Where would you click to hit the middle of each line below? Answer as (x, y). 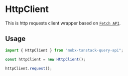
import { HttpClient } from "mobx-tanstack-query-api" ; (64, 50)
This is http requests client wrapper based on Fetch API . (63, 23)
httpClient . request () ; (29, 68)
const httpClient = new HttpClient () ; (45, 59)
